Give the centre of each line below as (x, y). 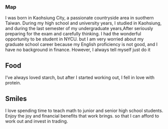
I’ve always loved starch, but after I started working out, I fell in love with (80, 77)
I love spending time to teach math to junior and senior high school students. (84, 110)
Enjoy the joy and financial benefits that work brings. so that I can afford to (82, 115)
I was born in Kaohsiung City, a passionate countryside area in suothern (79, 18)
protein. (13, 83)
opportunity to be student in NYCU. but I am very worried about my (74, 39)
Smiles (16, 98)
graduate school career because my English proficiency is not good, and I (81, 44)
